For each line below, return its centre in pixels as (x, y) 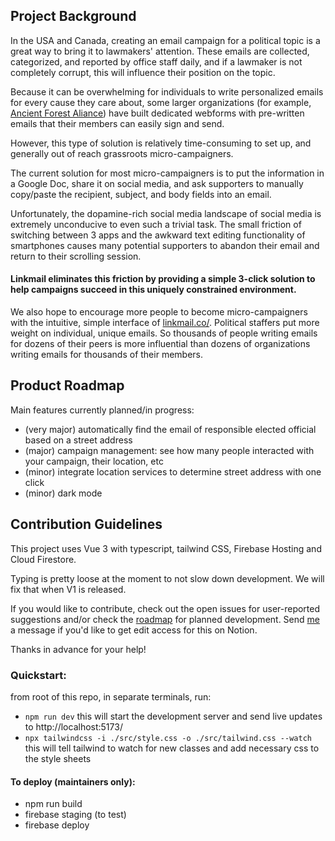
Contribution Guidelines (86, 524)
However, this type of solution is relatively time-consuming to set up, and (161, 143)
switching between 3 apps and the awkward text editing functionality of (158, 235)
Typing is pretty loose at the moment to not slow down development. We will (167, 578)
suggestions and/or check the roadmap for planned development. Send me (165, 619)
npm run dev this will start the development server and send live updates (173, 716)
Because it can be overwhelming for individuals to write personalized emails (167, 91)
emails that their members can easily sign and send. (117, 123)
